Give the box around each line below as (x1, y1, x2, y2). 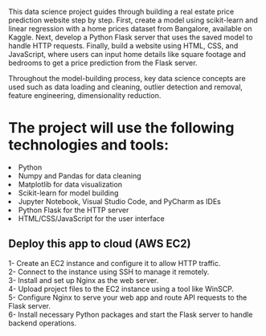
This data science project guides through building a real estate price (8, 7, 235, 16)
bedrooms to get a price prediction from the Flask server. (8, 58, 198, 68)
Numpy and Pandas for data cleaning (18, 170, 141, 180)
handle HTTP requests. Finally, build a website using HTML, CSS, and (8, 41, 239, 51)
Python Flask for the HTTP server (18, 205, 129, 215)
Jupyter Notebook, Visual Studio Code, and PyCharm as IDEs (18, 196, 221, 206)
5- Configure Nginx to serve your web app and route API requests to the (8, 293, 248, 302)
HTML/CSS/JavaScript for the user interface (18, 213, 165, 223)
